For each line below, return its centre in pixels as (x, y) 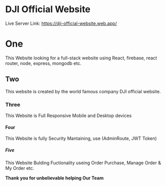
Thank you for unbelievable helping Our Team (55, 178)
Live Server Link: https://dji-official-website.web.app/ (61, 23)
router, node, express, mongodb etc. (43, 63)
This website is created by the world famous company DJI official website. (83, 91)
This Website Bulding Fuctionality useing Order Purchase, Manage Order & (83, 163)
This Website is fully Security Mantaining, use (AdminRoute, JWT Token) (81, 138)
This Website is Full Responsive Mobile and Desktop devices (69, 116)
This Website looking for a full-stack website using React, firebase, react (81, 58)
